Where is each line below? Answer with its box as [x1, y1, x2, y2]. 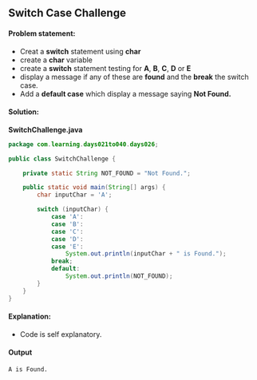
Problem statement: [8, 28, 76, 38]
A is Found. [8, 365, 48, 374]
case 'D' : [50, 235, 84, 243]
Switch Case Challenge [8, 6, 126, 20]
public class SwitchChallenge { [8, 155, 116, 163]
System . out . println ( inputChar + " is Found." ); [65, 250, 227, 258]
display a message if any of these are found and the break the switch [19, 72, 249, 81]
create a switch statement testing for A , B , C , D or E [19, 63, 192, 73]
